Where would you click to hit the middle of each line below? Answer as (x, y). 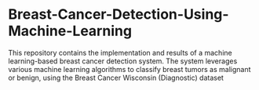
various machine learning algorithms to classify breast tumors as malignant (129, 69)
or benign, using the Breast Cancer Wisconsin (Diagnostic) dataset (116, 77)
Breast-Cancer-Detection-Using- (119, 14)
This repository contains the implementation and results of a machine (120, 52)
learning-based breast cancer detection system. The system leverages (123, 61)
